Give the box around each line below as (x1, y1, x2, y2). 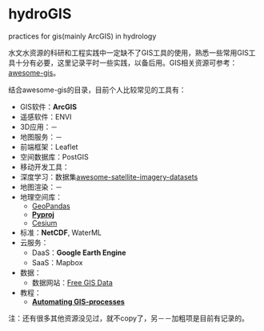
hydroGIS (8, 5, 72, 23)
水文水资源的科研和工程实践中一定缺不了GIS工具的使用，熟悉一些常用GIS (8, 47, 250, 57)
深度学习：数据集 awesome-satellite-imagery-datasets (19, 172, 198, 181)
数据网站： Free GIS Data (31, 277, 114, 287)
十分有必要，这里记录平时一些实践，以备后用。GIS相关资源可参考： (14, 58, 238, 67)
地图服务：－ (19, 131, 62, 141)
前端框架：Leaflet (19, 142, 78, 151)
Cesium (31, 218, 58, 228)
